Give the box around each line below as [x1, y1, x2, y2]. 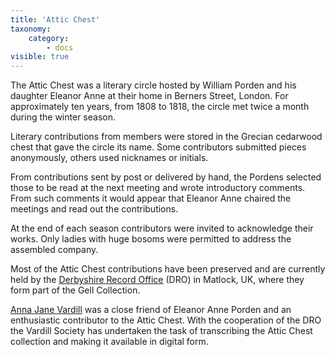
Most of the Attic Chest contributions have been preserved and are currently [10, 263, 326, 275]
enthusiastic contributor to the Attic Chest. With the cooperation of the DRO [10, 314, 322, 326]
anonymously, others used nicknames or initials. [10, 152, 209, 164]
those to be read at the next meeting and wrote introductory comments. [10, 182, 306, 194]
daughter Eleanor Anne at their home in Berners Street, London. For [10, 90, 289, 102]
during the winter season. [10, 111, 116, 123]
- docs [46, 42, 74, 53]
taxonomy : [10, 24, 52, 34]
